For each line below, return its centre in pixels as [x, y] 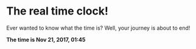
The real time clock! [57, 11]
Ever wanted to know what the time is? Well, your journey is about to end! [98, 28]
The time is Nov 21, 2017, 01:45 [46, 39]
